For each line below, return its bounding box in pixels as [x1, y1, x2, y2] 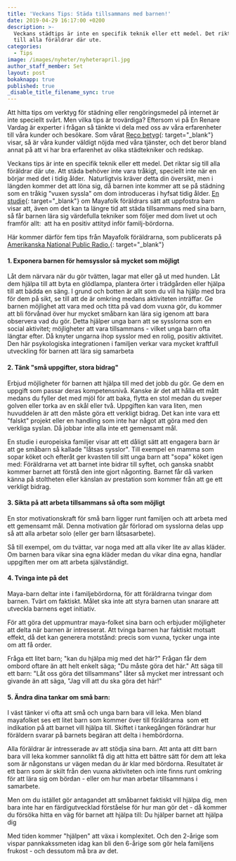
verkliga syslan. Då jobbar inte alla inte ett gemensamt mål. [7, 423, 178, 432]
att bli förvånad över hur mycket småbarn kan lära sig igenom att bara [7, 309, 209, 318]
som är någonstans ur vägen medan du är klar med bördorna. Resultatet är [7, 760, 223, 768]
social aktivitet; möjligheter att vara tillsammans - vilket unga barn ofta [7, 325, 211, 333]
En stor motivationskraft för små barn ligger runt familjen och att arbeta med [7, 514, 228, 522]
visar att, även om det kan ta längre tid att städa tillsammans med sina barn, [7, 204, 226, 213]
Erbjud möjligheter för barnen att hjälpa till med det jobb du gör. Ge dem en [7, 378, 225, 388]
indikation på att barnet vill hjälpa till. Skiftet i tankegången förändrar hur [7, 724, 216, 732]
